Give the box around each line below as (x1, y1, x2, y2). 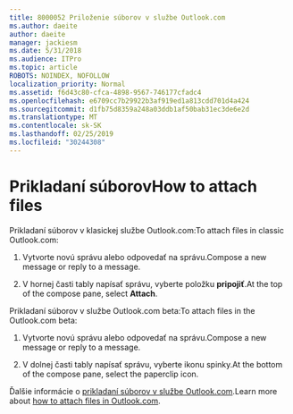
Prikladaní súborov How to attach (9, 176, 257, 197)
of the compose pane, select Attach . (21, 288, 158, 299)
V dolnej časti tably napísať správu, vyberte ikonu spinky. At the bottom (21, 359, 283, 369)
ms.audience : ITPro (9, 55, 82, 63)
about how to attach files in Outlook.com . (9, 395, 161, 406)
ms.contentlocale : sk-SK (9, 122, 102, 131)
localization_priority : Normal (9, 80, 126, 89)
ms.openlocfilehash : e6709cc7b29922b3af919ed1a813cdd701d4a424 (9, 96, 250, 106)
